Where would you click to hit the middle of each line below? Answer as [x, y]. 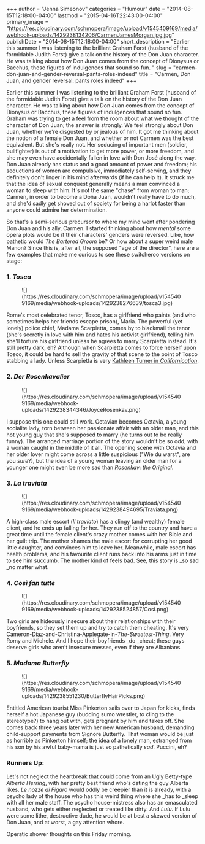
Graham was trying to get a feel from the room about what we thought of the [103, 118]
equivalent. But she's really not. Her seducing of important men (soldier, [97, 145]
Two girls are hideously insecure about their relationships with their [91, 621]
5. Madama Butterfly [38, 664]
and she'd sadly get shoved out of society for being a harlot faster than [96, 203]
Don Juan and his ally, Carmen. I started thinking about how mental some [99, 228]
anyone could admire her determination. [57, 210]
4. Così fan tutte [31, 583]
